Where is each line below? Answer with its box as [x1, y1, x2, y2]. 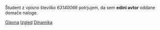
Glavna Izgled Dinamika [5, 20, 53, 25]
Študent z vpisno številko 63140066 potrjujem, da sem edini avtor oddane [5, 5, 156, 10]
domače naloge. [5, 10, 38, 16]
